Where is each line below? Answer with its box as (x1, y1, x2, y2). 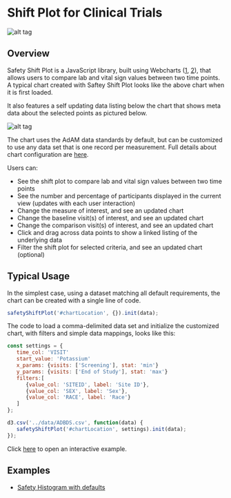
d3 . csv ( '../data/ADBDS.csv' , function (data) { (7, 419, 143, 426)
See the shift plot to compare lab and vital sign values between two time (17, 177, 223, 185)
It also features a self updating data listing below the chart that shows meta (7, 102, 221, 110)
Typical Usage (7, 271, 70, 282)
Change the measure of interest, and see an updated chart (17, 206, 184, 215)
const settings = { (7, 343, 63, 349)
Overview (7, 48, 50, 59)
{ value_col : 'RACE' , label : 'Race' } (25, 394, 131, 401)
